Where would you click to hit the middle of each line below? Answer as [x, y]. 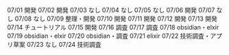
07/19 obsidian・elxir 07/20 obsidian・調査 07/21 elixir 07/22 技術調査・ [109, 36]
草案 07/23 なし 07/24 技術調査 [57, 44]
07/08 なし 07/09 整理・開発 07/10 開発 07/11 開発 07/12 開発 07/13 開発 [116, 19]
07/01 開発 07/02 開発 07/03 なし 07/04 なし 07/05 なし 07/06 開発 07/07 [111, 10]
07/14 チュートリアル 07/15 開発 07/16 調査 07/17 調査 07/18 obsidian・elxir [113, 27]
